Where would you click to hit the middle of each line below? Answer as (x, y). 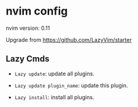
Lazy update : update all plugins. (54, 74)
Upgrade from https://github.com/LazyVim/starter (69, 40)
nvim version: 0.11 (28, 28)
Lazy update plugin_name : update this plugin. (71, 85)
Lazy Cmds (28, 59)
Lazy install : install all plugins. (54, 97)
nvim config (37, 11)
